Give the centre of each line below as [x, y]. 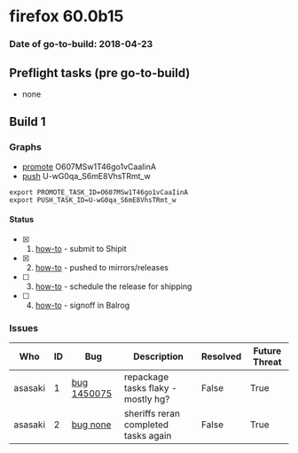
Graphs [25, 147]
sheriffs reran [152, 414]
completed [146, 425]
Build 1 [27, 122]
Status [22, 220]
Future [267, 351]
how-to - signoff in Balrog [82, 305]
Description [158, 356]
